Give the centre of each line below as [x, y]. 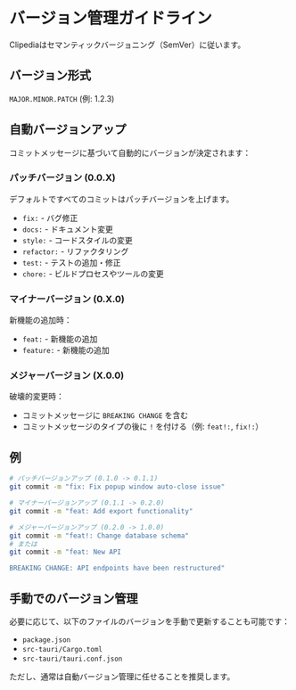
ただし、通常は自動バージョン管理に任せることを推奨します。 [122, 676]
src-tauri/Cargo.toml [62, 649]
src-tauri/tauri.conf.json [72, 659]
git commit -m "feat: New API [66, 552]
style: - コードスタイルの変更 [78, 240]
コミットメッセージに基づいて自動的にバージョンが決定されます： [130, 152]
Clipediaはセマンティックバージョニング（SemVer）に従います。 [127, 45]
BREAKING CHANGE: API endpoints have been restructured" [117, 568]
